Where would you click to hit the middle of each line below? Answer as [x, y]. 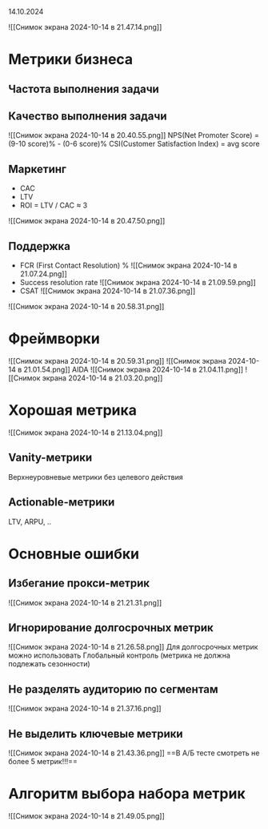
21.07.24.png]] [44, 274]
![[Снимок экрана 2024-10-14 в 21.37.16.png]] [85, 709]
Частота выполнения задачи [84, 89]
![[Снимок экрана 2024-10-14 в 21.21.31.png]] [85, 602]
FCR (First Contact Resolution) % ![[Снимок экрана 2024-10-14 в [128, 266]
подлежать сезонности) [49, 664]
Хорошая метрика [73, 410]
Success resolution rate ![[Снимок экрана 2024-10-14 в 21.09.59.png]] [138, 283]
